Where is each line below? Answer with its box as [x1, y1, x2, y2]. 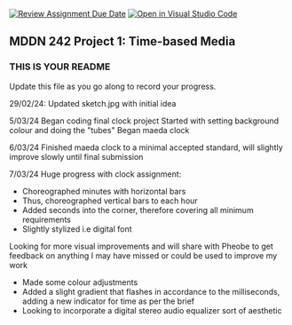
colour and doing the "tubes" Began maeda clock [9, 124, 190, 135]
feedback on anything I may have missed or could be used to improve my [9, 250, 278, 261]
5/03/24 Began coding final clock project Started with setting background [9, 115, 280, 126]
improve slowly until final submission [9, 151, 144, 162]
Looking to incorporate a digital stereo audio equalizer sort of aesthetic [21, 305, 282, 315]
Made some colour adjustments [21, 276, 138, 288]
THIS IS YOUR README [9, 60, 111, 73]
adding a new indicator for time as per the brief [21, 296, 195, 306]
